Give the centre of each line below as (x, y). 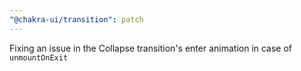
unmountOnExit (39, 57)
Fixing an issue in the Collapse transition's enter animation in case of (151, 48)
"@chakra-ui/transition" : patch (76, 19)
